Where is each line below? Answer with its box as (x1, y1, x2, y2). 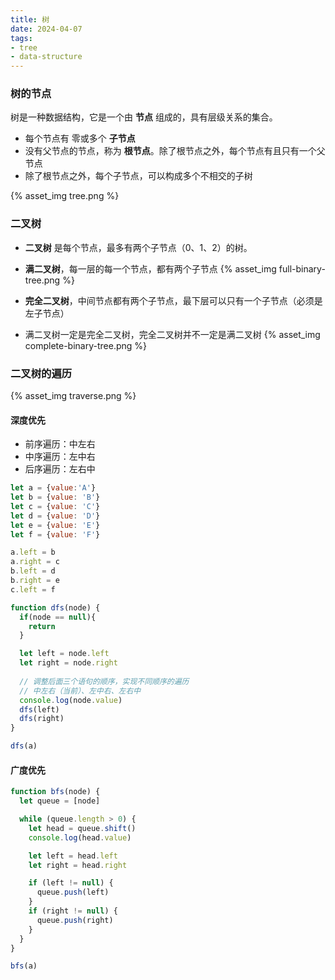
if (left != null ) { (28, 878, 114, 888)
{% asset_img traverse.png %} (10, 390, 137, 402)
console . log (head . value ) (28, 832, 132, 843)
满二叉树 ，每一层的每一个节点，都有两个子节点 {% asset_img (24, 262, 277, 275)
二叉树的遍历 (10, 366, 73, 380)
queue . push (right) (36, 915, 114, 925)
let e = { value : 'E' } (10, 520, 101, 530)
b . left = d (10, 566, 56, 576)
